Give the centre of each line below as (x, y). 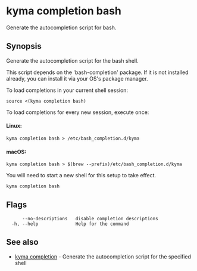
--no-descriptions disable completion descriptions (90, 218)
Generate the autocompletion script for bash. (61, 27)
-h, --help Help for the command (70, 224)
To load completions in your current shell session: (67, 90)
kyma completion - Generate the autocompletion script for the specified (103, 256)
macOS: (16, 152)
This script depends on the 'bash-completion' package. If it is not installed (97, 72)
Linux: (14, 126)
